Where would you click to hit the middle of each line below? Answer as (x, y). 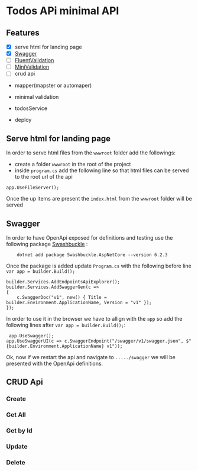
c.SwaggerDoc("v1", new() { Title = (62, 297)
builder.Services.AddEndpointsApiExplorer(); (63, 282)
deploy (23, 120)
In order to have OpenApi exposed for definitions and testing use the (90, 237)
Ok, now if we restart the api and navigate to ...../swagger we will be (91, 357)
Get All (16, 415)
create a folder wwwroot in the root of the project (73, 164)
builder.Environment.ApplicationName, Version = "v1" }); (79, 302)
